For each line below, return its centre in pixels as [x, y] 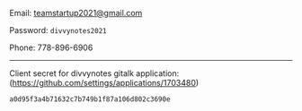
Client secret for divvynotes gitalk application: [94, 73]
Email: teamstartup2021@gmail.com [76, 13]
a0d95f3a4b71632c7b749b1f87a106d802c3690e [90, 99]
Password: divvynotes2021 [58, 30]
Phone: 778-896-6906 [51, 47]
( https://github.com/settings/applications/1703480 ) [104, 83]
